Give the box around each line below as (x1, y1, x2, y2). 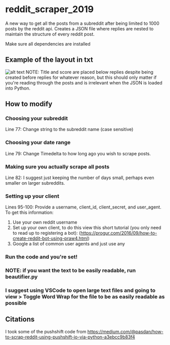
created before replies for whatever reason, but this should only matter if (5, 74, 157, 80)
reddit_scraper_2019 (5, 4, 94, 15)
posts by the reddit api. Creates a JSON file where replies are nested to (5, 25, 154, 31)
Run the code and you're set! (5, 253, 77, 261)
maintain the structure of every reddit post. (5, 31, 95, 37)
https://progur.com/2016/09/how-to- (80, 230, 157, 236)
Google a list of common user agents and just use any (12, 241, 125, 247)
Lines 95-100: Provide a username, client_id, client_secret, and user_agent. (5, 204, 162, 210)
